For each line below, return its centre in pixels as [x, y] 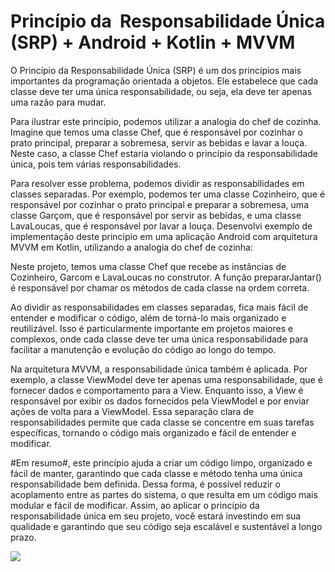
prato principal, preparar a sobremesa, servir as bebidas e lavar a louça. [159, 142]
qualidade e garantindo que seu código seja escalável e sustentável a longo [166, 526]
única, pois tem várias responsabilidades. [96, 164]
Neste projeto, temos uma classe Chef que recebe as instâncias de [148, 266]
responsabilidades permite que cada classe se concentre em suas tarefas [162, 422]
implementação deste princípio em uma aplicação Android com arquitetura [164, 236]
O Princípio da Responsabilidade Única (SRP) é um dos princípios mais [156, 70]
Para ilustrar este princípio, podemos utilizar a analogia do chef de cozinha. [166, 121]
